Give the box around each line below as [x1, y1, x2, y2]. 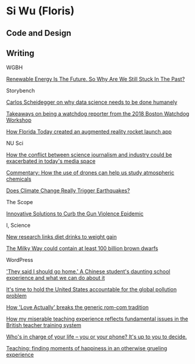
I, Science [6, 222, 31, 229]
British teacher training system [6, 322, 82, 329]
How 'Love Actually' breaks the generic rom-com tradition [6, 304, 149, 311]
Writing [6, 48, 35, 58]
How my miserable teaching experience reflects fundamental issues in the [6, 315, 188, 323]
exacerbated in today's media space [6, 158, 96, 165]
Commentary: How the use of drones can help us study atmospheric [6, 169, 175, 177]
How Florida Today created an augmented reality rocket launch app [6, 128, 172, 135]
